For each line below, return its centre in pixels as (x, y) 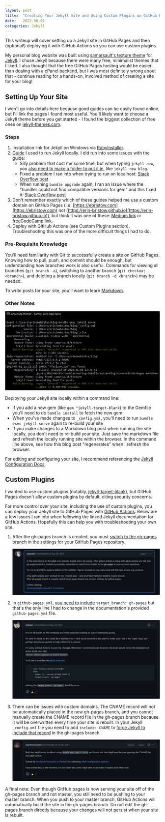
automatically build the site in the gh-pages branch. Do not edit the (73, 804)
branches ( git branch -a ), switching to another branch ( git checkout (75, 270)
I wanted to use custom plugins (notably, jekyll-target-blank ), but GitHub (78, 491)
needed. (14, 281)
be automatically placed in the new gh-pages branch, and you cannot (82, 712)
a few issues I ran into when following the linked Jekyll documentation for (79, 517)
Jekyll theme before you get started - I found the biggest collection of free (80, 119)
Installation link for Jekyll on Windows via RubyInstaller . (68, 148)
